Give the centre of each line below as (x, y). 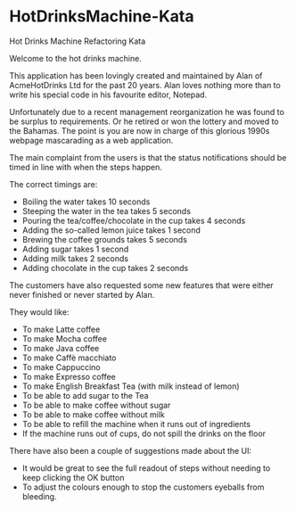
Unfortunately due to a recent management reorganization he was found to (147, 111)
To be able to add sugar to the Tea (85, 395)
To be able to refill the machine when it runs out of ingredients (136, 424)
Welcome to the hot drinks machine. (76, 58)
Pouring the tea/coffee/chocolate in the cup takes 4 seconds (134, 220)
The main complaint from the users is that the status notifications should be (148, 157)
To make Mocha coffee (64, 338)
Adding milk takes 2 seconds (75, 258)
